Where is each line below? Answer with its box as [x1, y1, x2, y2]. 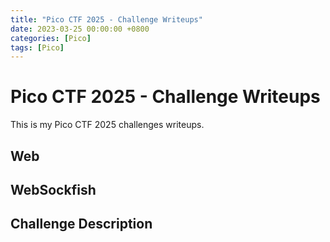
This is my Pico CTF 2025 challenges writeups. [10, 119, 205, 131]
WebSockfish [10, 181, 97, 198]
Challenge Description [10, 216, 153, 233]
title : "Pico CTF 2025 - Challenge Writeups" [10, 14, 203, 25]
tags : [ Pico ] [10, 42, 65, 53]
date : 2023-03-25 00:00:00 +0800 [10, 24, 150, 34]
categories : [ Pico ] [10, 33, 92, 43]
